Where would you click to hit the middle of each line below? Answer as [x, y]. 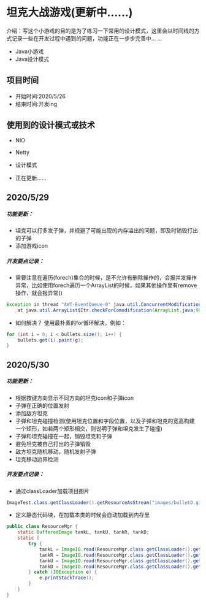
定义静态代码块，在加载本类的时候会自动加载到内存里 [82, 515]
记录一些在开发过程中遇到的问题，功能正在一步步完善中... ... [87, 38]
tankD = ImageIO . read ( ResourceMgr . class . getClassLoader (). [116, 567]
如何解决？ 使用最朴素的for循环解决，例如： [71, 323]
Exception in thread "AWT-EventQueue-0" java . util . [74, 304]
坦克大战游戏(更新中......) [70, 13]
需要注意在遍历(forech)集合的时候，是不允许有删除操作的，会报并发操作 [106, 277]
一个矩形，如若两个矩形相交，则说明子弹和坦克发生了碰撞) [89, 428]
